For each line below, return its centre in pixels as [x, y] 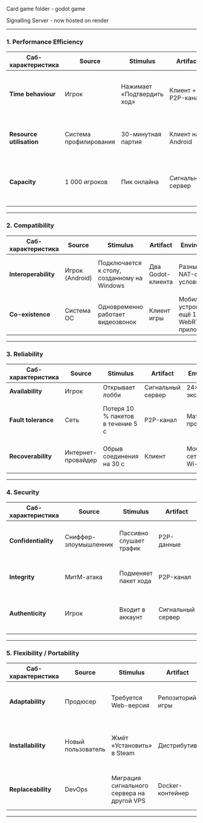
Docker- [170, 785]
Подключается [120, 263]
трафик [130, 549]
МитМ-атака [84, 577]
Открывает [119, 387]
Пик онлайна [140, 182]
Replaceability [30, 790]
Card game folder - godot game [46, 9]
